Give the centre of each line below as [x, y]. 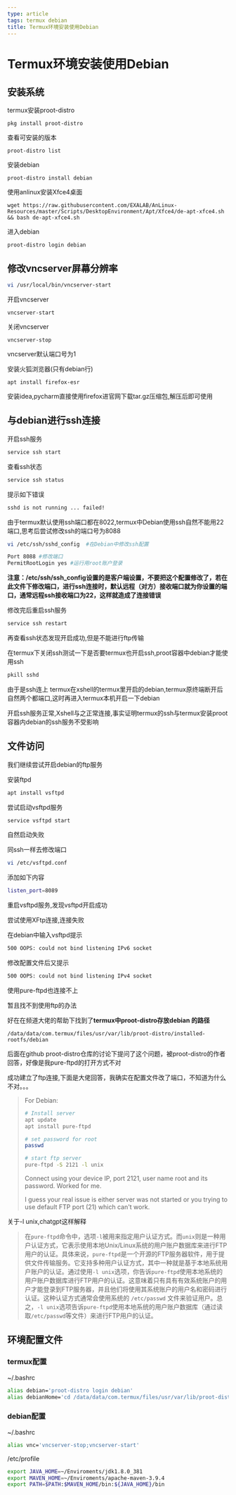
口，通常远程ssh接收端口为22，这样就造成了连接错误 [84, 595]
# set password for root [61, 1139]
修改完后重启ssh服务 [37, 611]
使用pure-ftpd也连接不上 [43, 990]
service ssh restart [38, 624]
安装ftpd [19, 780]
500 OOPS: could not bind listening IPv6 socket [80, 949]
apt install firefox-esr [44, 382]
